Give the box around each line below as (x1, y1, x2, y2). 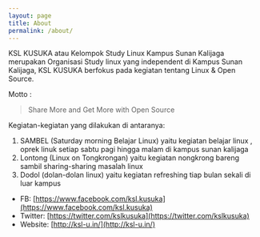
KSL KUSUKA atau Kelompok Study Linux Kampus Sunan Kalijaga (8, 49, 225, 58)
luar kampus (19, 179, 62, 188)
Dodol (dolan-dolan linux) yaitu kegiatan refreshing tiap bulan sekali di (19, 170, 251, 180)
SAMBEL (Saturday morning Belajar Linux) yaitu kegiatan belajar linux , (19, 136, 253, 146)
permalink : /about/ (8, 26, 74, 34)
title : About (8, 19, 52, 27)
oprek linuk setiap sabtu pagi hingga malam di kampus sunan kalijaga (19, 145, 249, 155)
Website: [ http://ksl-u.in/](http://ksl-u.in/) (19, 219, 156, 229)
